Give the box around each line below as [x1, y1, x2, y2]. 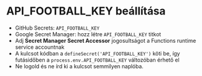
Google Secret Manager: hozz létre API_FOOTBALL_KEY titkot [15, 30, 161, 37]
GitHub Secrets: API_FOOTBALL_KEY [15, 24, 100, 31]
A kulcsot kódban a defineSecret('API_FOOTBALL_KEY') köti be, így [15, 49, 180, 57]
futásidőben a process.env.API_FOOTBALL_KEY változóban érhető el [15, 56, 180, 63]
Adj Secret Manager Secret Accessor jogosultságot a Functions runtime [15, 37, 197, 44]
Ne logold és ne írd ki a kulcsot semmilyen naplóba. [15, 62, 144, 70]
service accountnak [15, 43, 65, 51]
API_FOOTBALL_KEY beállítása [6, 4, 166, 18]
